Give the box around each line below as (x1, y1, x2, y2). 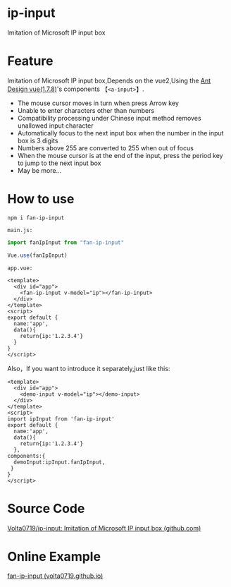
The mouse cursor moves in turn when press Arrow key (17, 99, 180, 107)
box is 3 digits (17, 136, 58, 145)
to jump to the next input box (17, 159, 101, 167)
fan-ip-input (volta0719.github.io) (7, 571, 104, 580)
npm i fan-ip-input (7, 214, 65, 222)
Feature (7, 53, 54, 69)
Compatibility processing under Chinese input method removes (17, 114, 202, 122)
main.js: (7, 226, 33, 234)
